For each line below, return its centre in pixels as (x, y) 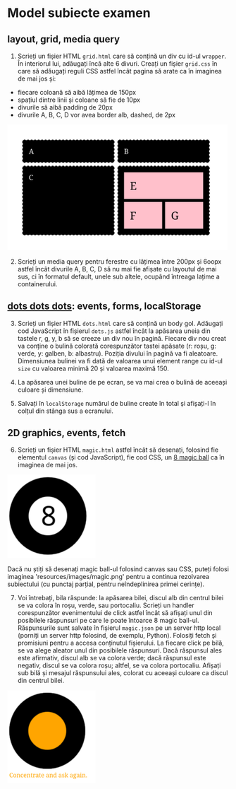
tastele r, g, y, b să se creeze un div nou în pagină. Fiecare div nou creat (122, 338)
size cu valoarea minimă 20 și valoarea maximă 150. (93, 368)
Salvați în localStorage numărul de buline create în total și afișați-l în (117, 403)
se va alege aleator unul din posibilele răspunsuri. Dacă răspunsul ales (119, 650)
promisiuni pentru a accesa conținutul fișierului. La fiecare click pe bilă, (120, 643)
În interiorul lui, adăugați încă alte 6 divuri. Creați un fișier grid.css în (117, 64)
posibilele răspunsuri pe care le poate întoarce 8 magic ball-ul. (108, 621)
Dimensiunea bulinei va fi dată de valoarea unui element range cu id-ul (120, 361)
